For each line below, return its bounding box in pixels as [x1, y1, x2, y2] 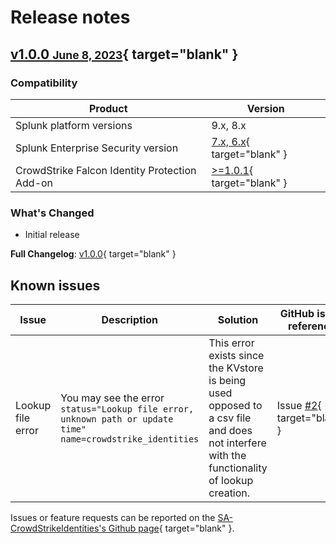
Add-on [15, 176, 54, 190]
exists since [208, 348, 265, 362]
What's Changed [10, 206, 95, 220]
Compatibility [10, 76, 78, 90]
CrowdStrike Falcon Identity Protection [15, 163, 197, 177]
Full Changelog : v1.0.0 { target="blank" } [10, 248, 177, 260]
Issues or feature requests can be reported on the [10, 511, 216, 523]
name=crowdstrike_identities [60, 433, 200, 445]
